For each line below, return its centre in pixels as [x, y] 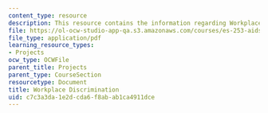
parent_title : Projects [48, 68]
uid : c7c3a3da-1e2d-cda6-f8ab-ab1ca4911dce [82, 97]
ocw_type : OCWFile [39, 60]
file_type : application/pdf [55, 38]
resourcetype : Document [48, 82]
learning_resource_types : [51, 45]
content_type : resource [48, 16]
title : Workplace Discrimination [64, 90]
